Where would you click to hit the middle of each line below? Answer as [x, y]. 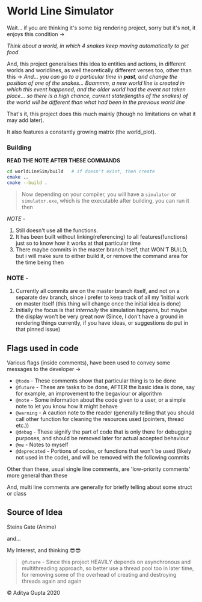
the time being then [40, 262]
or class [17, 493]
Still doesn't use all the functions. [57, 230]
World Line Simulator [60, 11]
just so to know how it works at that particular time [78, 243]
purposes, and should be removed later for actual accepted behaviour [102, 438]
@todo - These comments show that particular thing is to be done [96, 381]
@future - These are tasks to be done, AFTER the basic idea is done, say [105, 387]
